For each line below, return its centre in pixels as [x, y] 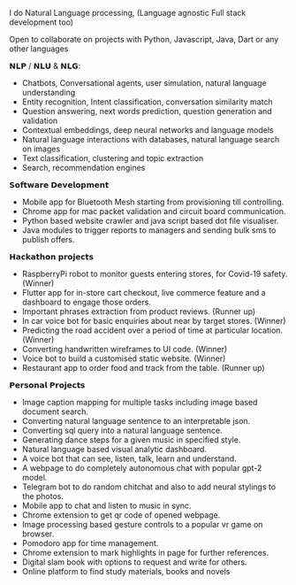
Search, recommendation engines [83, 168]
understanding [49, 92]
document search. [55, 412]
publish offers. [48, 239]
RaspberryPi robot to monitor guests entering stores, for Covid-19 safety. [155, 274]
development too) [41, 22]
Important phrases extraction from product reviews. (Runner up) [139, 312]
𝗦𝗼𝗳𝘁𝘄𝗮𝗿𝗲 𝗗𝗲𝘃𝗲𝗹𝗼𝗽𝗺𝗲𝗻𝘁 [59, 185]
